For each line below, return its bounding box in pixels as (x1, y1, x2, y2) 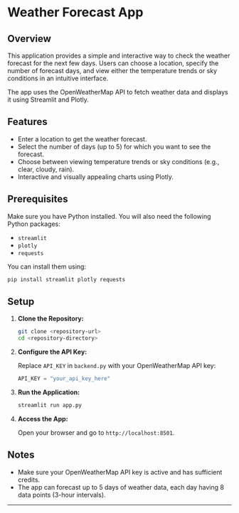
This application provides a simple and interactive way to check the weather (7, 51, 230, 60)
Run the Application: (17, 388, 80, 396)
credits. (17, 475, 41, 484)
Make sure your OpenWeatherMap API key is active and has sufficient (17, 468, 223, 476)
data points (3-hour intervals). (17, 490, 106, 499)
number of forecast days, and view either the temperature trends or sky (7, 67, 218, 75)
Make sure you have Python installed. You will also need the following (7, 212, 211, 220)
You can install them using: (7, 262, 87, 271)
